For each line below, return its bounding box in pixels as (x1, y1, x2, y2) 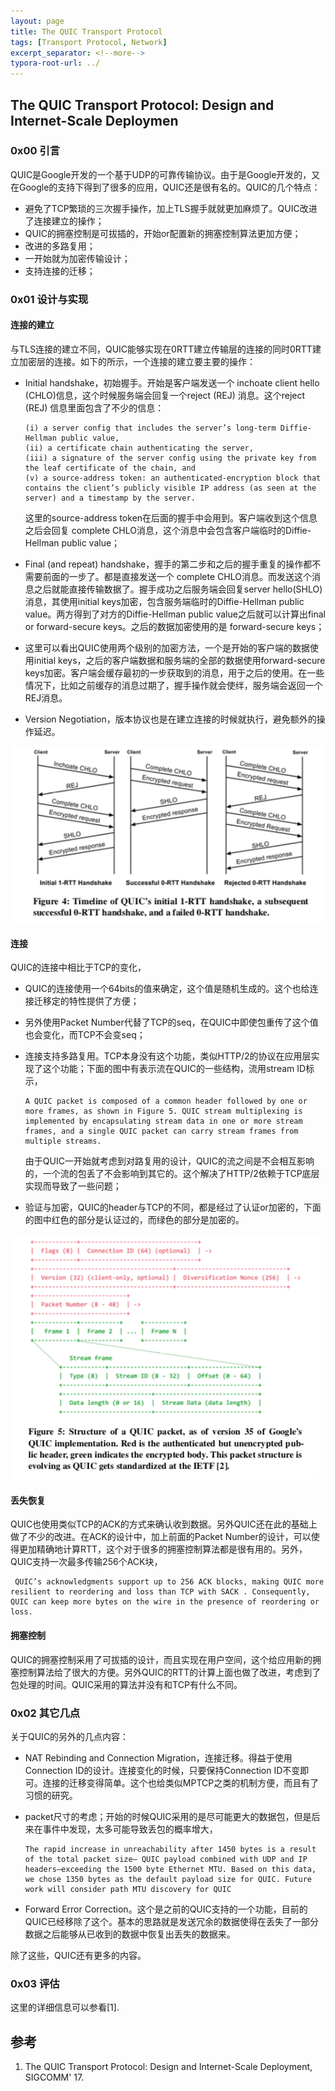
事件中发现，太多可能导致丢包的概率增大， (42, 1823, 218, 1835)
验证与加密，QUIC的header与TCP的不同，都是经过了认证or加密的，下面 (24, 1201, 322, 1214)
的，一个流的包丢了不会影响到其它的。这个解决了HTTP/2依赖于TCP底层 (24, 1168, 320, 1180)
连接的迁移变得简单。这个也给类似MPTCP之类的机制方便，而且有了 (42, 1776, 320, 1789)
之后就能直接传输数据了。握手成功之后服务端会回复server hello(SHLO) (33, 583, 323, 595)
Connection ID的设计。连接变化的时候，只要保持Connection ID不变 (24, 1764, 301, 1776)
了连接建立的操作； (24, 215, 105, 227)
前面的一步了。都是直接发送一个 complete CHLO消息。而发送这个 (42, 570, 312, 582)
